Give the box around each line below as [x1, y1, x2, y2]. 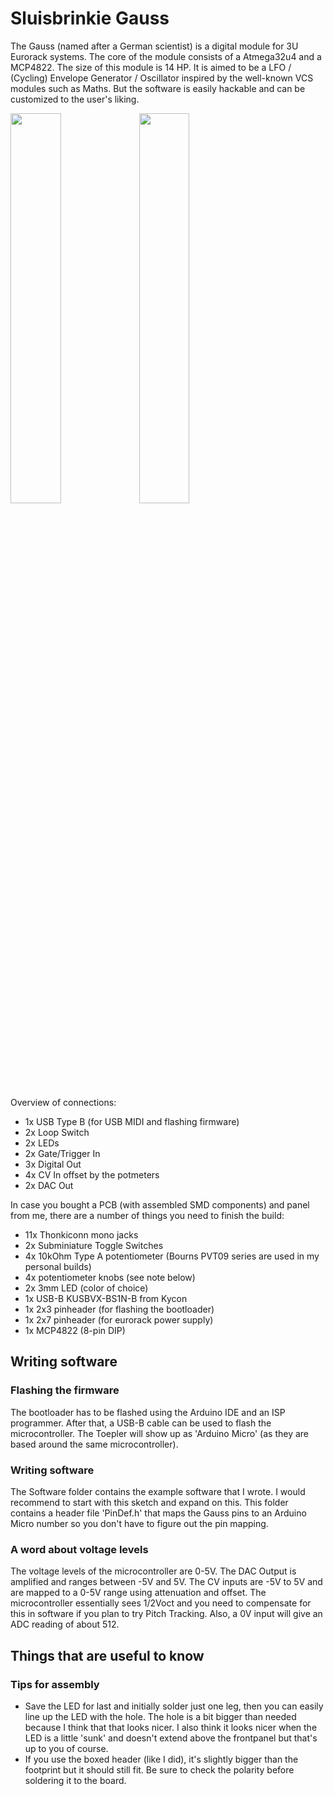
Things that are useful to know [10, 1647, 205, 1664]
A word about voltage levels [10, 1542, 149, 1556]
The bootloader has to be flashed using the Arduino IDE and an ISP [10, 1406, 286, 1418]
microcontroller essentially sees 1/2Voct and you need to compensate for [10, 1597, 312, 1609]
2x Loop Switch [24, 1126, 90, 1138]
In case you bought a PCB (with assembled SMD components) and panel [10, 1198, 310, 1211]
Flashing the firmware [10, 1383, 120, 1397]
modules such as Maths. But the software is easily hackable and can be [10, 82, 306, 94]
